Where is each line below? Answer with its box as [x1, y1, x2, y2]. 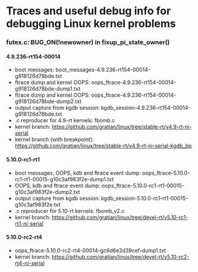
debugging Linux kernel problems [6, 17, 177, 30]
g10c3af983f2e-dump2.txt [14, 188, 80, 195]
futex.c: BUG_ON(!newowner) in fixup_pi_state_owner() [6, 38, 170, 47]
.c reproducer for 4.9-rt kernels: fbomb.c [14, 117, 115, 124]
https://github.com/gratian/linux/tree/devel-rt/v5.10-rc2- [51, 253, 190, 260]
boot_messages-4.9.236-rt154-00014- [55, 66, 150, 73]
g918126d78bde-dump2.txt [14, 98, 82, 105]
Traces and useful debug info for [6, 4, 171, 18]
